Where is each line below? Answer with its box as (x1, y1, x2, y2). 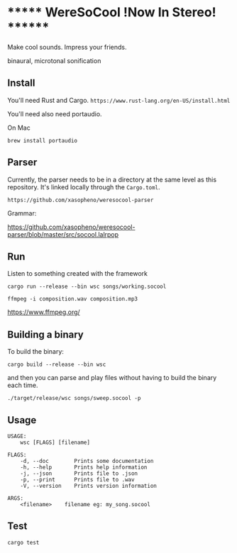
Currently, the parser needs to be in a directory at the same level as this (7, 175, 217, 184)
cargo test (7, 539, 40, 546)
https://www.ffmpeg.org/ (7, 308, 80, 316)
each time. (7, 381, 38, 390)
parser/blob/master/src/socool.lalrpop (7, 230, 119, 238)
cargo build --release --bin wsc (7, 361, 106, 369)
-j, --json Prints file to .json (20, 470, 138, 477)
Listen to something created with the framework (7, 269, 148, 278)
